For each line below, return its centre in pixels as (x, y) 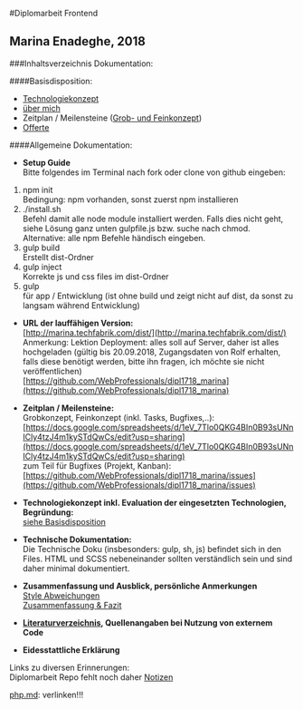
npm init (38, 189)
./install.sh (42, 209)
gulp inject (42, 267)
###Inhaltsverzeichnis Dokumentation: (81, 63)
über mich (41, 108)
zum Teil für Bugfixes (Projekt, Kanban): (97, 465)
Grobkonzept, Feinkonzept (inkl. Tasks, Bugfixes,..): (118, 417)
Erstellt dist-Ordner (58, 257)
